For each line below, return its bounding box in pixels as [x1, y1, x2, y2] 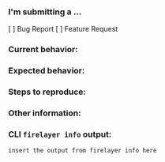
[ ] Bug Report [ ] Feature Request [8, 24, 118, 34]
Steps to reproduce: [8, 86, 87, 97]
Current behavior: [8, 44, 78, 55]
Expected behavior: [8, 66, 85, 77]
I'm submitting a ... [8, 6, 82, 17]
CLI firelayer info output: [8, 129, 112, 140]
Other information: [8, 107, 81, 119]
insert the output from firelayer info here [8, 147, 157, 155]
